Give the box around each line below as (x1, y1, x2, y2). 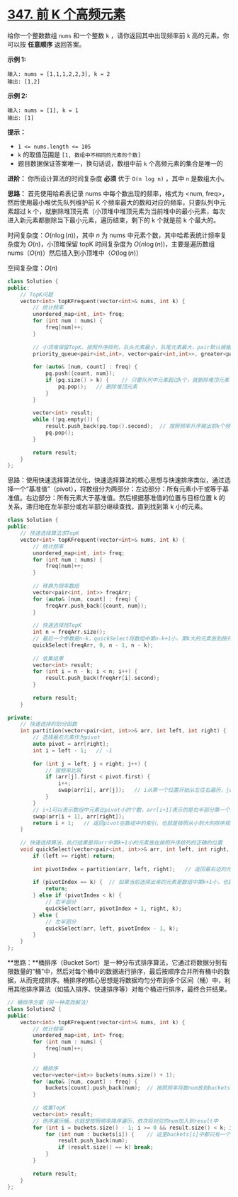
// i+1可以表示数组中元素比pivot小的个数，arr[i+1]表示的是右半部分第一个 (33, 806, 230, 813)
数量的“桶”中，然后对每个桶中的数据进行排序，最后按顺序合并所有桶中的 (13, 968, 225, 976)
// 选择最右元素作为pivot (33, 734, 101, 741)
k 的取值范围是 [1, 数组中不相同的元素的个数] (17, 150, 142, 159)
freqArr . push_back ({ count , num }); (45, 602, 147, 609)
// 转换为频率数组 (33, 582, 79, 590)
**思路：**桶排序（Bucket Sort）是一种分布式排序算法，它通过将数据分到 (7, 958, 222, 967)
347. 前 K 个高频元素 (7, 6, 126, 23)
